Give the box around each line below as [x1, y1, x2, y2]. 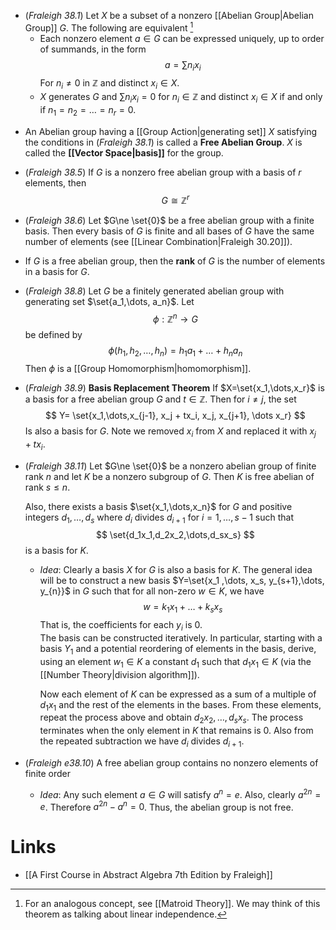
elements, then [24, 176, 87, 189]
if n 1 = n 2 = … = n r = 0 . [39, 104, 137, 118]
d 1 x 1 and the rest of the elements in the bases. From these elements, [39, 698, 322, 713]
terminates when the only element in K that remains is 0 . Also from [39, 725, 314, 737]
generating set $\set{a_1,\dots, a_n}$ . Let [24, 295, 195, 307]
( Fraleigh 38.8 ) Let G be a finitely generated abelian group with [24, 285, 285, 297]
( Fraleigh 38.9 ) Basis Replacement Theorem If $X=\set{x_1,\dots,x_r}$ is [24, 381, 325, 394]
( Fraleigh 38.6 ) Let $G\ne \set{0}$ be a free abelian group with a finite [24, 214, 315, 226]
